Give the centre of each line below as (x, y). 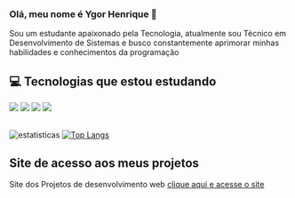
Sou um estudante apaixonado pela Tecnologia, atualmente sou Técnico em (148, 34)
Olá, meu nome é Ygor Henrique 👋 (83, 14)
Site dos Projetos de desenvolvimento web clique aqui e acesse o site (137, 184)
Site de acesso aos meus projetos (104, 163)
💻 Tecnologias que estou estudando (113, 81)
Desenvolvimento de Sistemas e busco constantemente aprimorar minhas (144, 43)
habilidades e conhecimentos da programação (94, 52)
